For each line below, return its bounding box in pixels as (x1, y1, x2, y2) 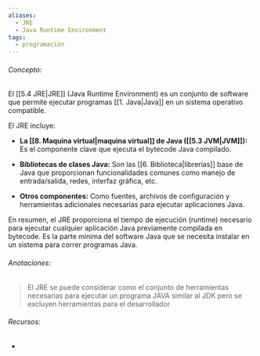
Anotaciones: (8, 258, 51, 267)
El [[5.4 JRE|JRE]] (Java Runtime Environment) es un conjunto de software (8, 89, 249, 99)
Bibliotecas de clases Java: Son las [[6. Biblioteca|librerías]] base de (19, 160, 244, 169)
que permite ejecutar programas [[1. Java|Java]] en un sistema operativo (8, 97, 244, 107)
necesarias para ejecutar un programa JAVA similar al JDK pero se (27, 291, 243, 300)
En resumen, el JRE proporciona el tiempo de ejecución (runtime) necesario (8, 215, 252, 224)
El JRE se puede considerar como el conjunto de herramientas (27, 282, 229, 292)
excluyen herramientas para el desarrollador (27, 299, 171, 308)
